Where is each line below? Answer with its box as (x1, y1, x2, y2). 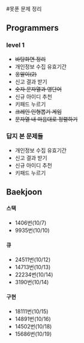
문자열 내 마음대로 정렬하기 (14, 115, 78, 123)
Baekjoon (6, 187, 43, 197)
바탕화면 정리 (14, 55, 46, 62)
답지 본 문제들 (6, 132, 44, 140)
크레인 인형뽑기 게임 (14, 108, 62, 115)
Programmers (6, 23, 59, 33)
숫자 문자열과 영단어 (14, 85, 62, 93)
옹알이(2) (14, 70, 37, 77)
